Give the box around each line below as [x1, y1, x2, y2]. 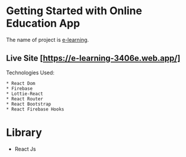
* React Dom [6, 80, 35, 86]
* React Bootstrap [6, 101, 51, 107]
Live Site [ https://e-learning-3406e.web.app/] [6, 53, 181, 63]
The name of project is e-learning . [6, 36, 89, 43]
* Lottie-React [6, 90, 44, 97]
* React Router [6, 96, 44, 102]
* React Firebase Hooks [6, 106, 65, 112]
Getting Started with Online [6, 4, 142, 18]
